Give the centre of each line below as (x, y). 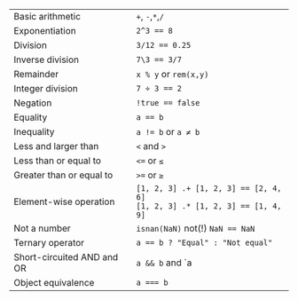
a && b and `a (164, 263)
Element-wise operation (64, 201)
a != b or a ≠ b (168, 132)
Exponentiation (45, 31)
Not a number (42, 228)
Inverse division (47, 59)
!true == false (168, 103)
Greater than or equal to (63, 175)
